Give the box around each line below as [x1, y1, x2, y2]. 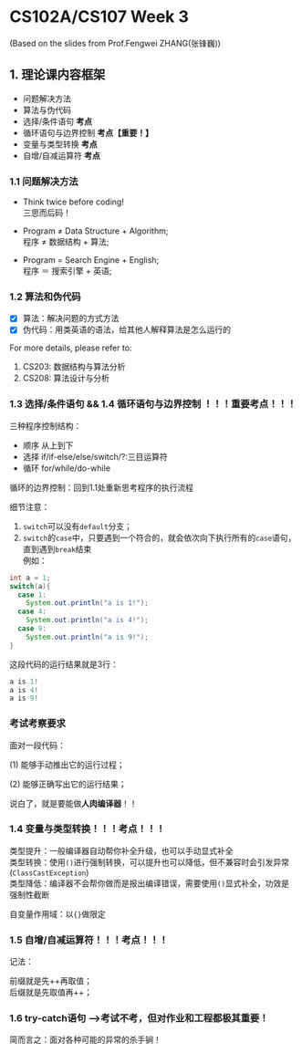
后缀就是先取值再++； [9, 987, 93, 998]
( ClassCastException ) [9, 867, 89, 878]
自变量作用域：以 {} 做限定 [9, 908, 107, 919]
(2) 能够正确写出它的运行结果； [9, 778, 127, 789]
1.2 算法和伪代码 [9, 290, 81, 303]
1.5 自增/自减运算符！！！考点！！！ [9, 933, 169, 946]
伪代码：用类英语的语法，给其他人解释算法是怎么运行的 [22, 324, 231, 335]
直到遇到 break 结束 [22, 543, 92, 554]
